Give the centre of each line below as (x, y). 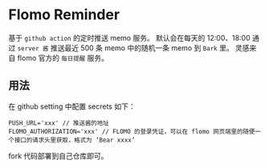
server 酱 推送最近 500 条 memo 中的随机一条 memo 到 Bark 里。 (126, 48)
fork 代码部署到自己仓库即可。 (58, 156)
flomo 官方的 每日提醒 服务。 (63, 58)
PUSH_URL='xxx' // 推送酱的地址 (59, 123)
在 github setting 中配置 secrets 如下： (72, 106)
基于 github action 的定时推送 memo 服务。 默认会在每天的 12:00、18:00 (129, 38)
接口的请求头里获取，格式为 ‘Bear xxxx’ (75, 140)
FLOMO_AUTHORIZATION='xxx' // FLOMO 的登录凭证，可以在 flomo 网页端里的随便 (132, 131)
